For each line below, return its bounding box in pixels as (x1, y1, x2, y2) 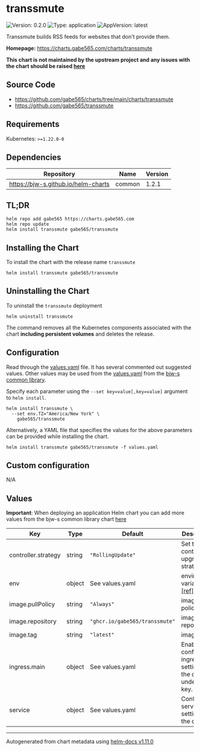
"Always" (90, 601, 115, 608)
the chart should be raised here (6, 62, 85, 70)
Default (121, 530, 144, 538)
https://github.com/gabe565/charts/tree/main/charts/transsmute (14, 95, 174, 103)
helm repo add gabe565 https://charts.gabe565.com (6, 216, 135, 222)
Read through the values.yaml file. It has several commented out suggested (6, 363, 192, 371)
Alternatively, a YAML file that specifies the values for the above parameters (6, 426, 192, 433)
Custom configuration (6, 461, 90, 471)
